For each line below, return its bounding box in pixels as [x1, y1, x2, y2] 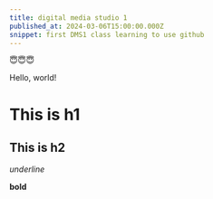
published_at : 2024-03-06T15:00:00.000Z [9, 22, 165, 31]
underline [9, 164, 45, 175]
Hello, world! [9, 72, 57, 83]
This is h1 [9, 104, 81, 125]
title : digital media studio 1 [9, 13, 128, 23]
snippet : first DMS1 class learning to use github [9, 30, 205, 39]
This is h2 [9, 139, 66, 155]
